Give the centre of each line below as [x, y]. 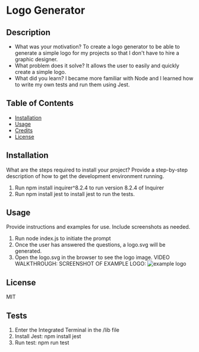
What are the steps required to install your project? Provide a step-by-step [97, 170]
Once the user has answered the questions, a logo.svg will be [90, 245]
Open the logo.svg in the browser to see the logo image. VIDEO [92, 257]
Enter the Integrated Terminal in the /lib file [67, 330]
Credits [24, 130]
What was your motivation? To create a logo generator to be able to [97, 46]
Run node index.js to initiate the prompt [63, 238]
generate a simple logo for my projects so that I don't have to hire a [97, 53]
